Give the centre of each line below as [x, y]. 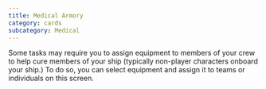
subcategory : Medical [44, 30]
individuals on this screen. [51, 78]
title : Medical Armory [46, 15]
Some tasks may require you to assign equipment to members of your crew [132, 53]
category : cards [35, 23]
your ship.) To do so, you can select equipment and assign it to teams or [127, 70]
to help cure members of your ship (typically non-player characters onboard [133, 61]
